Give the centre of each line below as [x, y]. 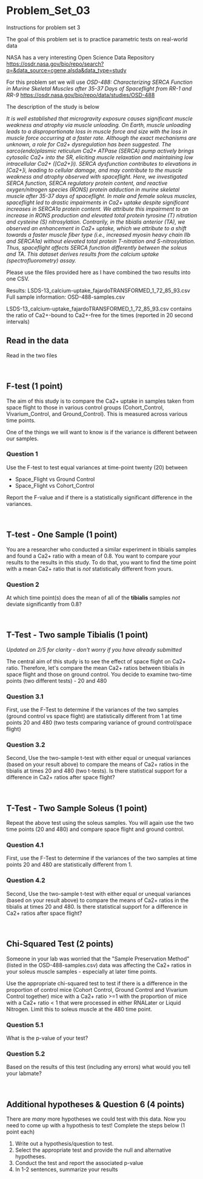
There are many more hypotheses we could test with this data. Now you [96, 1119]
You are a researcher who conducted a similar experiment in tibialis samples [101, 549]
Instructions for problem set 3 [43, 27]
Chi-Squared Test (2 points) [60, 944]
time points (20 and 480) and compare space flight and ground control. [95, 829]
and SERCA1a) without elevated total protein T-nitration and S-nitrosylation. [101, 241]
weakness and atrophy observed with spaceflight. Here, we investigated [97, 176]
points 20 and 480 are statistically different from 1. [69, 865]
